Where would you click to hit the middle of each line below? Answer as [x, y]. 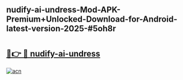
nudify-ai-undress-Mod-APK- [64, 10]
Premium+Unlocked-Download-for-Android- [92, 20]
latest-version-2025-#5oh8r [61, 29]
